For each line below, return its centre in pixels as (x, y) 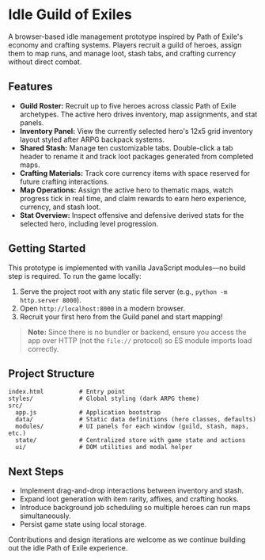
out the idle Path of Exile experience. (68, 548)
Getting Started (47, 248)
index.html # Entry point (67, 392)
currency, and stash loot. (60, 207)
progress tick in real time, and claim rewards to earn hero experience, (133, 198)
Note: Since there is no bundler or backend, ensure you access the (137, 332)
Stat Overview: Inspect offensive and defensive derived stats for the (132, 215)
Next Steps (36, 472)
